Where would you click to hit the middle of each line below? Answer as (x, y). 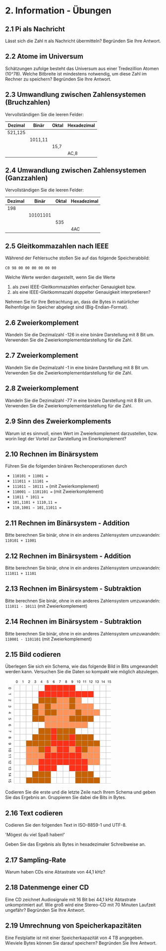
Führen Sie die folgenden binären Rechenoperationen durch (66, 466)
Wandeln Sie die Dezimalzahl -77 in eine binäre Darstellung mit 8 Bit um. (79, 400)
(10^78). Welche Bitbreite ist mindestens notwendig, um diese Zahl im (76, 74)
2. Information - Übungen (58, 11)
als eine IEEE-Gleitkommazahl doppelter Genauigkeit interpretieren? (82, 292)
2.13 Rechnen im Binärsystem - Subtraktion (73, 589)
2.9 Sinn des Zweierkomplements (58, 422)
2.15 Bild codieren (33, 654)
